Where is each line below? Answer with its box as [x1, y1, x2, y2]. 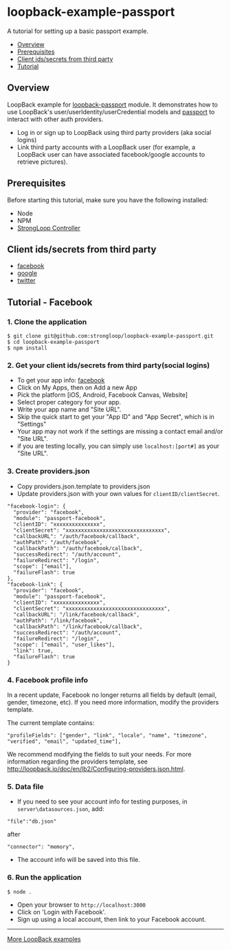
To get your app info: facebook [16, 376, 105, 385]
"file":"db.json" [7, 818, 57, 825]
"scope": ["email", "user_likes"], [13, 641, 115, 648]
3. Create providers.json [7, 466, 90, 476]
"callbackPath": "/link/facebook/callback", [13, 623, 143, 630]
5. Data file [7, 781, 44, 791]
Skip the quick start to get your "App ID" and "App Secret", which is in [16, 413, 214, 421]
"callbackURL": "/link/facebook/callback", [13, 611, 140, 618]
